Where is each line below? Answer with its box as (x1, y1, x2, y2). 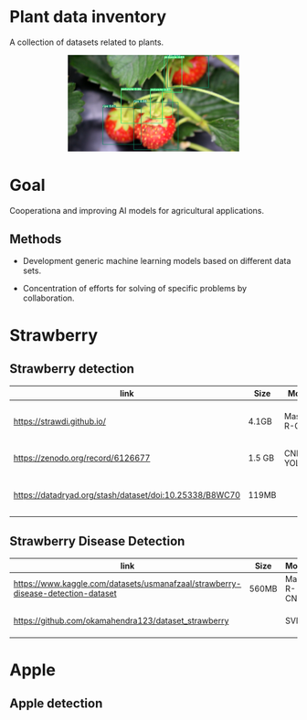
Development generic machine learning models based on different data (22, 256, 291, 267)
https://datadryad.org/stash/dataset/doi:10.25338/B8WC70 (13, 490, 240, 501)
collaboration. (22, 292, 75, 303)
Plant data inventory (9, 6, 167, 27)
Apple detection (9, 696, 103, 712)
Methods (9, 231, 62, 248)
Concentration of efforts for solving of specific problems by (22, 283, 248, 294)
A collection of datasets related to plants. (9, 37, 164, 48)
